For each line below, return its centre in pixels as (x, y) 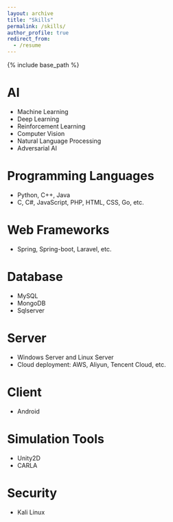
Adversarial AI (37, 148)
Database (35, 277)
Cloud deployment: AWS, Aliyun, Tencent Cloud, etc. (91, 364)
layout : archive (30, 13)
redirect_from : (29, 39)
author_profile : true (38, 33)
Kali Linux (31, 512)
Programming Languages (81, 176)
